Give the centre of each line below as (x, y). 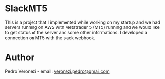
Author (20, 58)
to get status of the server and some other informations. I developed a (76, 32)
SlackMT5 (26, 9)
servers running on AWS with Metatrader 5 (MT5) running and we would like (82, 27)
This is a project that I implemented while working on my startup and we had (82, 22)
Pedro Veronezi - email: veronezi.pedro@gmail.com (57, 71)
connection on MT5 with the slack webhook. (50, 38)
